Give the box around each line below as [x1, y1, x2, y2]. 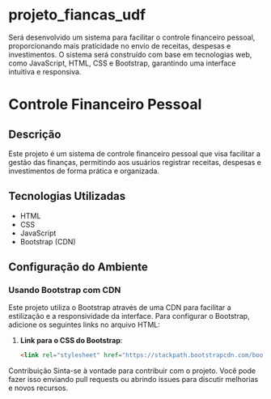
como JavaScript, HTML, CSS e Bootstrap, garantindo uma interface [8, 58, 236, 68]
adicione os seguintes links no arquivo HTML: [8, 320, 160, 329]
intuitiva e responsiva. [8, 66, 82, 76]
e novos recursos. [8, 383, 69, 393]
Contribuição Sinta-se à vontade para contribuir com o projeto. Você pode [8, 366, 256, 376]
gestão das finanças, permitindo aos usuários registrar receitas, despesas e [8, 157, 261, 167]
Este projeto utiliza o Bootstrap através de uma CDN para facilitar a [8, 303, 232, 312]
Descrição [8, 127, 61, 141]
